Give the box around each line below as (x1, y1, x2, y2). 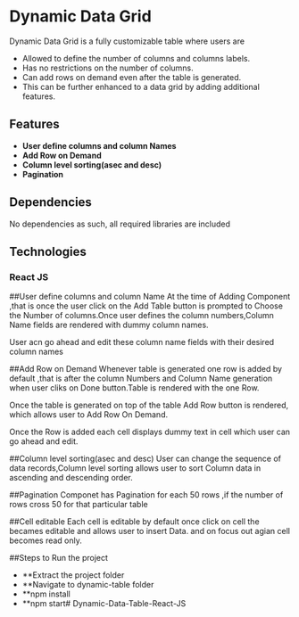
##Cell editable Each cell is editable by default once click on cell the (9, 516, 261, 527)
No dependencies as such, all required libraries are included (9, 218, 230, 229)
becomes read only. (9, 535, 82, 546)
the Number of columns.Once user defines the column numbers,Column (9, 310, 275, 321)
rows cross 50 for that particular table (9, 499, 149, 510)
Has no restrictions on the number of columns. (21, 62, 194, 73)
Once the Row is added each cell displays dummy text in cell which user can (9, 426, 291, 438)
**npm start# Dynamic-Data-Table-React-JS (21, 598, 187, 609)
